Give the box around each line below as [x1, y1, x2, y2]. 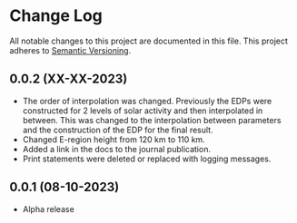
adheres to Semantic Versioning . [9, 44, 132, 55]
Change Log [9, 5, 103, 26]
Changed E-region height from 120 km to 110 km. [22, 133, 206, 145]
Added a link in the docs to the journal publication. [22, 143, 212, 154]
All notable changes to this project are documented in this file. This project [9, 35, 289, 46]
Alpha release [22, 203, 74, 214]
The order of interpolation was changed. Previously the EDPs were [22, 95, 272, 106]
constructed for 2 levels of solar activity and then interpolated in [22, 105, 263, 116]
